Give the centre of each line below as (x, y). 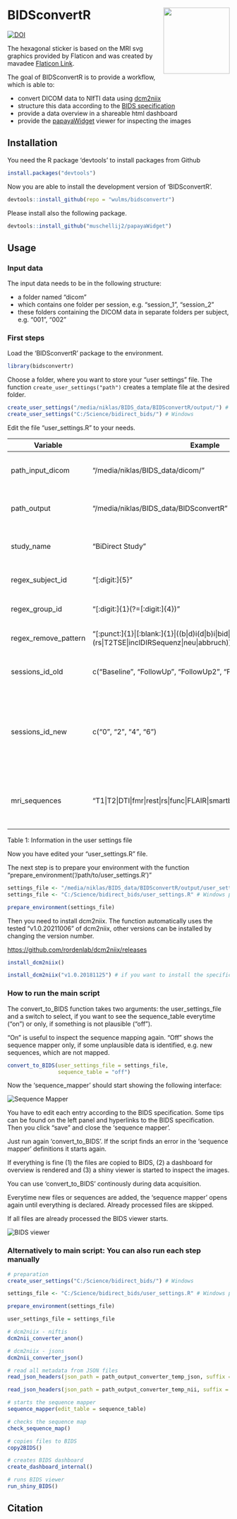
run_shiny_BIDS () (33, 1487)
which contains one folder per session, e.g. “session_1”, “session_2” (116, 305)
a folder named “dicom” (52, 297)
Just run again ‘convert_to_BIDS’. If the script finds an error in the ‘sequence (118, 1142)
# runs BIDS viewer (36, 1480)
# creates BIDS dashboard (45, 1460)
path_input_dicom (41, 470)
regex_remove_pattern (48, 638)
